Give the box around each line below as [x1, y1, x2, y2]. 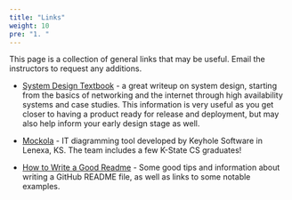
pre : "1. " [9, 29, 50, 38]
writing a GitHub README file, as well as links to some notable [21, 172, 251, 182]
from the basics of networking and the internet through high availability [21, 90, 283, 100]
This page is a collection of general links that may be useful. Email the [9, 54, 265, 65]
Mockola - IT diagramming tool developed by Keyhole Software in [21, 135, 263, 147]
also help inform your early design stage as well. [21, 118, 200, 129]
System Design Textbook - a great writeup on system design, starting [21, 81, 278, 92]
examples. [21, 181, 61, 192]
